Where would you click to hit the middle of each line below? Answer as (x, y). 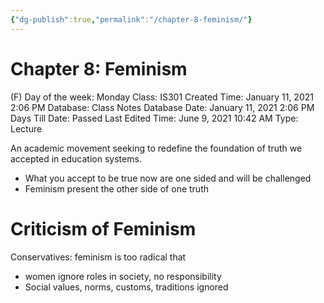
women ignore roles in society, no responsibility (123, 276)
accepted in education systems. (76, 158)
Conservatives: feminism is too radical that (98, 257)
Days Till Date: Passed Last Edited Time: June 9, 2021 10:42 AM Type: (154, 118)
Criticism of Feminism (103, 228)
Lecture (26, 128)
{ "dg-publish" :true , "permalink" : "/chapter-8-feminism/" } (131, 19)
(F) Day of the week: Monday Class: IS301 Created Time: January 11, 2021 (162, 97)
